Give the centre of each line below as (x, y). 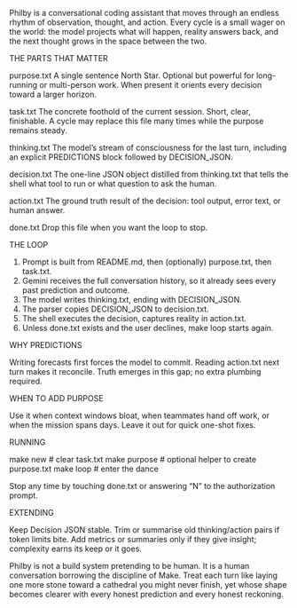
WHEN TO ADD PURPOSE (56, 398)
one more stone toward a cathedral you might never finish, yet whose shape (148, 584)
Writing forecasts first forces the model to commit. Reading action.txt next (145, 362)
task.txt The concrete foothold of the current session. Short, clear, (130, 111)
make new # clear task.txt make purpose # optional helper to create (133, 459)
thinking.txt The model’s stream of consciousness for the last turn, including (148, 147)
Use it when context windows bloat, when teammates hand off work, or (140, 415)
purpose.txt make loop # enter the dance (84, 469)
